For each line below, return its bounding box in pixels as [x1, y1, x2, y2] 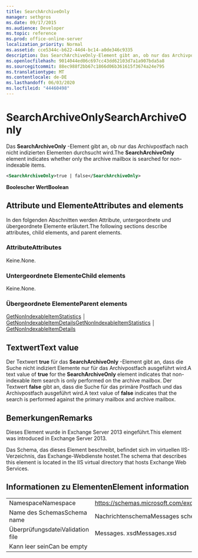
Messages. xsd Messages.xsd [94, 529, 177, 537]
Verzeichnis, [6, 453, 37, 460]
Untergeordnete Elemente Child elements [6, 272, 126, 280]
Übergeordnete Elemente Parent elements [6, 300, 128, 308]
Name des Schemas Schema [9, 508, 87, 516]
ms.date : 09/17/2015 [6, 19, 57, 25]
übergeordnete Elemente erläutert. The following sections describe [6, 222, 167, 230]
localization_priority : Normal [6, 42, 83, 48]
